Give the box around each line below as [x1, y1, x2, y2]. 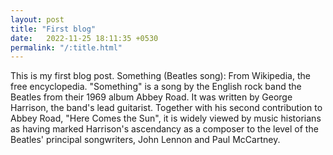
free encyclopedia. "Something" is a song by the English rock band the [10, 81, 302, 93]
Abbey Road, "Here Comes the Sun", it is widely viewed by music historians [10, 112, 322, 125]
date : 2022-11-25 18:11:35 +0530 [10, 33, 159, 43]
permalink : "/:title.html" [10, 42, 123, 53]
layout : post [10, 14, 65, 25]
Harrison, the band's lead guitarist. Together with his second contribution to [10, 102, 323, 114]
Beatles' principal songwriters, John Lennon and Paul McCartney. [10, 134, 281, 146]
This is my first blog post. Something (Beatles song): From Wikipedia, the [10, 70, 311, 82]
